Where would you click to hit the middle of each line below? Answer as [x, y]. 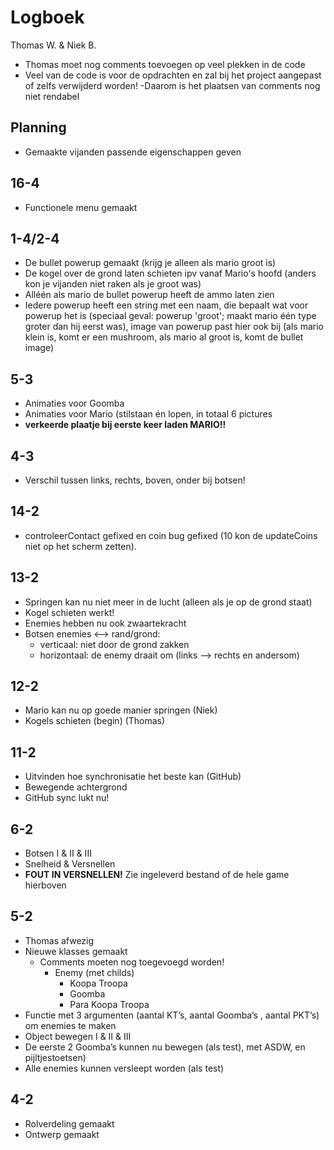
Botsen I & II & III [58, 853]
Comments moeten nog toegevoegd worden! [132, 962]
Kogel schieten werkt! [69, 612]
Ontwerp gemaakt [62, 1134]
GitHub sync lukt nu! [67, 798]
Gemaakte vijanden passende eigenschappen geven [133, 152]
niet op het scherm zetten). [80, 546]
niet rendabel [52, 96]
